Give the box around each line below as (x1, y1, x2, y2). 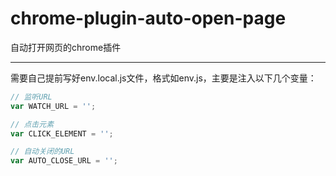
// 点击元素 (10, 119, 55, 129)
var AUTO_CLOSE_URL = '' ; (10, 156, 118, 166)
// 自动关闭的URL (10, 147, 75, 157)
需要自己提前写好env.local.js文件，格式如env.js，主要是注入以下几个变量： (10, 72, 317, 84)
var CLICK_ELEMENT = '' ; (10, 128, 114, 139)
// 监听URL (10, 92, 53, 102)
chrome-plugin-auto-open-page (10, 7, 287, 30)
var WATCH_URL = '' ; (10, 101, 97, 111)
